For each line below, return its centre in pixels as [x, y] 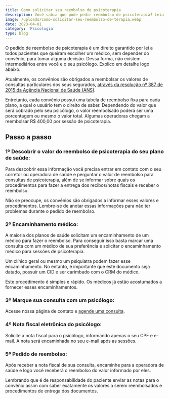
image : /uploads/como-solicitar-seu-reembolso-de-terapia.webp [73, 19]
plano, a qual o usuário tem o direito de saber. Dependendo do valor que [81, 105]
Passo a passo [29, 137]
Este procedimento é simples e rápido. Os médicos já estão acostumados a [84, 282]
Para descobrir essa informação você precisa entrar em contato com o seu [83, 169]
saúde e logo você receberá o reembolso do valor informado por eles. [78, 370]
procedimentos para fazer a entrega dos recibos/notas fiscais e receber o [82, 185]
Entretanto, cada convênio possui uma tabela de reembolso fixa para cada [83, 100]
